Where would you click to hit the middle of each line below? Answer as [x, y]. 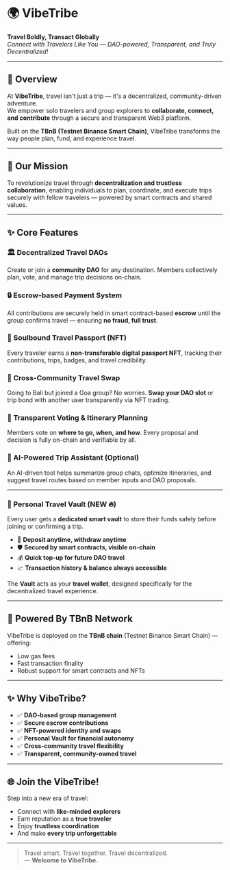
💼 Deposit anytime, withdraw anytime [72, 540]
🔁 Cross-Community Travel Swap [64, 377]
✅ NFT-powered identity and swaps [69, 730]
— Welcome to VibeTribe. [61, 860]
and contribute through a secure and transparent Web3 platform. [99, 118]
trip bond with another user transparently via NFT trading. [88, 400]
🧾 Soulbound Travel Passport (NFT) [67, 338]
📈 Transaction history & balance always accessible [92, 568]
